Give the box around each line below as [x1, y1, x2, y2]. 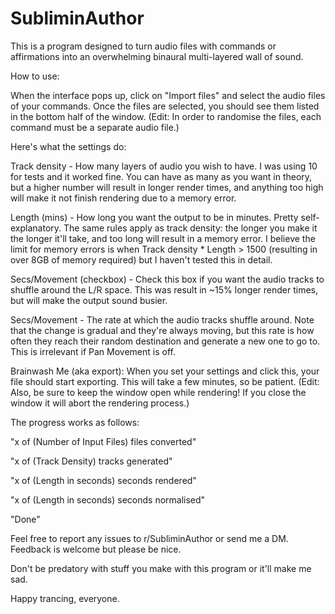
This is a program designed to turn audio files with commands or [10, 40, 277, 52]
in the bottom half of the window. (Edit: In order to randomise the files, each [10, 110, 322, 122]
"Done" [10, 513, 41, 525]
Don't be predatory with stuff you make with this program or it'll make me [10, 562, 312, 574]
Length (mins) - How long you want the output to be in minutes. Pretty [10, 211, 299, 223]
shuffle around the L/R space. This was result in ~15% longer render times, [10, 283, 319, 296]
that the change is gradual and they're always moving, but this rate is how [10, 324, 315, 336]
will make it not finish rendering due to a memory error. [10, 192, 237, 204]
